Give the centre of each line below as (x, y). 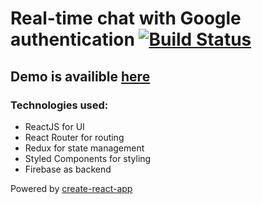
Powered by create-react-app (71, 188)
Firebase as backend (68, 169)
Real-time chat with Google (126, 18)
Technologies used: (59, 105)
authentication (72, 39)
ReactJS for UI (54, 126)
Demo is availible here (80, 76)
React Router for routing (74, 137)
